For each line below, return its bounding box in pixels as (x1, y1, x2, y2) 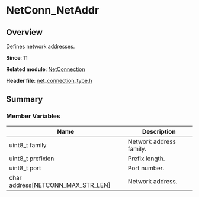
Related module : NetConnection (6, 66, 86, 73)
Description (142, 127, 176, 135)
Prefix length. (127, 154, 165, 163)
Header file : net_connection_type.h (6, 77, 93, 84)
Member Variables (6, 112, 60, 120)
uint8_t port (9, 164, 41, 172)
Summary (6, 94, 43, 104)
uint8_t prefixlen (9, 154, 54, 163)
